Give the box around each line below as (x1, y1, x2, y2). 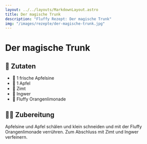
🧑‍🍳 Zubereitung (5, 110, 54, 119)
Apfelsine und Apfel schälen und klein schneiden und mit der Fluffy (5, 124, 142, 130)
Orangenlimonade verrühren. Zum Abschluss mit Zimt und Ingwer (5, 129, 139, 135)
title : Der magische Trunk (5, 12, 61, 17)
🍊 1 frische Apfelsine (12, 75, 54, 81)
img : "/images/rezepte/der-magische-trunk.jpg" (5, 21, 105, 26)
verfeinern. (5, 134, 28, 140)
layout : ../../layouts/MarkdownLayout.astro (5, 7, 98, 12)
